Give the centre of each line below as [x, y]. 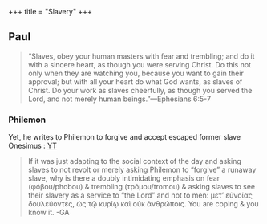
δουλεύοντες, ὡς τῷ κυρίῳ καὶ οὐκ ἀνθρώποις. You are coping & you [143, 204]
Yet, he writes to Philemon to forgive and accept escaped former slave [125, 137]
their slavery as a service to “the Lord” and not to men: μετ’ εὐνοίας [140, 195]
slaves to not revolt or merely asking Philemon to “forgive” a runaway [142, 170]
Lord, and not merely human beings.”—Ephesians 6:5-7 [119, 99]
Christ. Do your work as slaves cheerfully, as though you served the [140, 90]
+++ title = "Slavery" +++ [50, 12]
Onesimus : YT [33, 146]
